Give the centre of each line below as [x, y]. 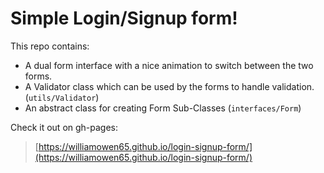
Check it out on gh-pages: [64, 127]
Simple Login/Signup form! [124, 18]
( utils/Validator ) [62, 97]
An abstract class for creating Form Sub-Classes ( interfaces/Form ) [163, 108]
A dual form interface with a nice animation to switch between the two [169, 65]
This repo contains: [50, 46]
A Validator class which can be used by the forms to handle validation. [169, 86]
